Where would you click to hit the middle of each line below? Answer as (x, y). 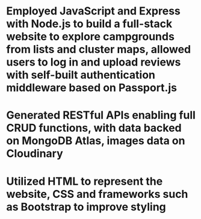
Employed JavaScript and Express (93, 11)
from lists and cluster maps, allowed (99, 50)
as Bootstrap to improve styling (86, 207)
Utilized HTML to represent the (85, 181)
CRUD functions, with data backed (94, 128)
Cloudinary (35, 154)
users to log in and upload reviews (94, 62)
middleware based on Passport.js (92, 88)
